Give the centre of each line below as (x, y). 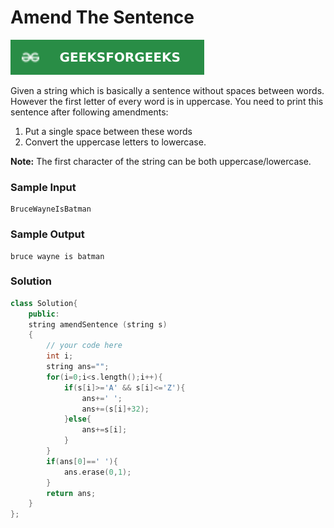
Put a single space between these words (108, 131)
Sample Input (43, 187)
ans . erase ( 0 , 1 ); (97, 472)
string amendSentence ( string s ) (98, 324)
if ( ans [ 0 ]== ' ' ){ (82, 461)
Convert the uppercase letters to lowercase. (115, 142)
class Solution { (44, 303)
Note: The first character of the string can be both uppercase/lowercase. (161, 161)
